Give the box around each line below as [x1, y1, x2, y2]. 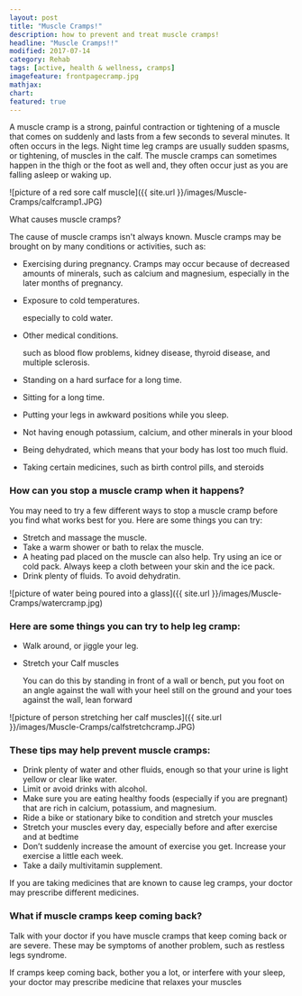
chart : [9, 88, 34, 97]
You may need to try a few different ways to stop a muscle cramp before [9, 505, 278, 516]
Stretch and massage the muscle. [22, 532, 147, 543]
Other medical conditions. [22, 330, 119, 341]
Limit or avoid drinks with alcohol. [22, 783, 148, 794]
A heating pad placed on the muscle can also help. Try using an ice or [22, 551, 282, 562]
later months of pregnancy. [22, 278, 124, 288]
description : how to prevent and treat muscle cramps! [9, 30, 220, 39]
